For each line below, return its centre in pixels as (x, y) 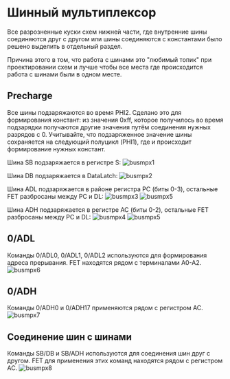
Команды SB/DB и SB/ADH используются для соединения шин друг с (109, 354)
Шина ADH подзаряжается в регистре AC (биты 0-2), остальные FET (108, 209)
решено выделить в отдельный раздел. (65, 46)
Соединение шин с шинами (69, 337)
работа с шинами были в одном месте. (65, 74)
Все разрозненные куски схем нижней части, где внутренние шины (107, 32)
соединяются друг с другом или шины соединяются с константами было (115, 39)
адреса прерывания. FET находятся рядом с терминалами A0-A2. (104, 262)
